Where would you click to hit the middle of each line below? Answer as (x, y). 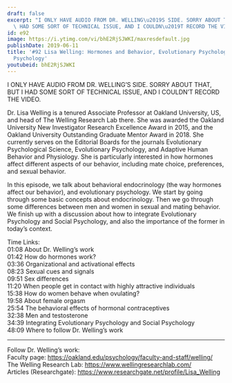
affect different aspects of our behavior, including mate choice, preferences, (116, 164)
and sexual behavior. (37, 171)
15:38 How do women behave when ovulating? (74, 293)
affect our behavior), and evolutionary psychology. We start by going (105, 192)
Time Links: (23, 242)
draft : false (26, 13)
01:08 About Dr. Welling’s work (51, 249)
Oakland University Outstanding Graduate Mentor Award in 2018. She (106, 135)
